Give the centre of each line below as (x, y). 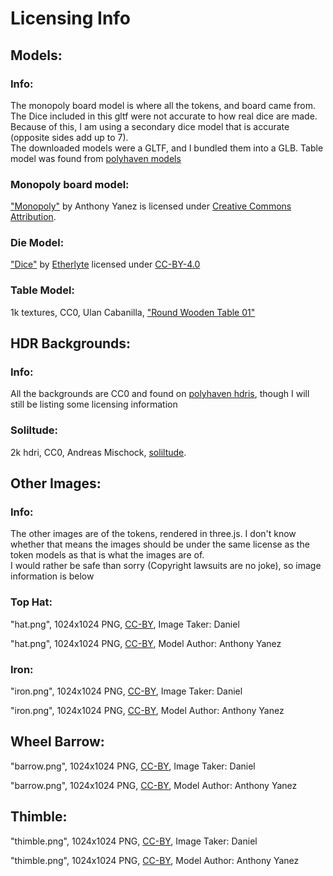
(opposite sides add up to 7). (69, 137)
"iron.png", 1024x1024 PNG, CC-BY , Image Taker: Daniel (126, 691)
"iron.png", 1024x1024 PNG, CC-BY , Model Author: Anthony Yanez (147, 711)
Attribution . (33, 217)
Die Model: (37, 243)
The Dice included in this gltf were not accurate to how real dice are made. (164, 116)
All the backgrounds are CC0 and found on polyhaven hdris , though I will (160, 394)
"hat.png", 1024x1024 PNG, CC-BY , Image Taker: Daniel (125, 624)
